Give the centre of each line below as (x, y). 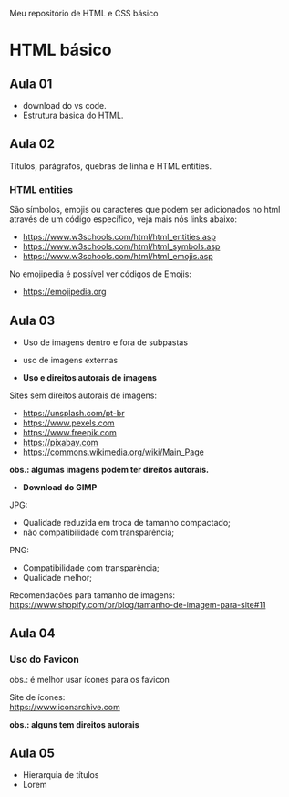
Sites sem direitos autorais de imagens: (83, 395)
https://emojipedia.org (64, 292)
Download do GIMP (60, 487)
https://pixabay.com (60, 442)
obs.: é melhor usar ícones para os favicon (90, 679)
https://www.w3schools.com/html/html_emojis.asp (118, 257)
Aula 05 (32, 753)
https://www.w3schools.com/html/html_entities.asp (119, 237)
